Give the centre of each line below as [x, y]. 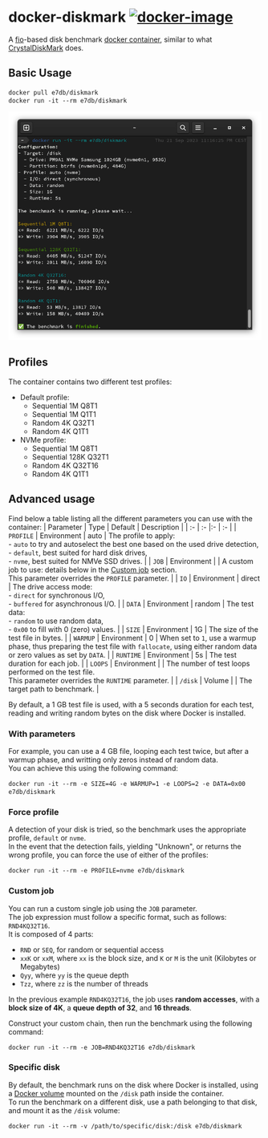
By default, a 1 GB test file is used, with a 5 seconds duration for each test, [131, 704]
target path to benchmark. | [54, 689]
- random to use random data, [56, 621]
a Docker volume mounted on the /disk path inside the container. [116, 1093]
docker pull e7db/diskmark [53, 92]
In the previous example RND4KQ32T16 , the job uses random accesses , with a [134, 999]
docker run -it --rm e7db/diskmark [68, 100]
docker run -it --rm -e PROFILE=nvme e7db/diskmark [96, 871]
